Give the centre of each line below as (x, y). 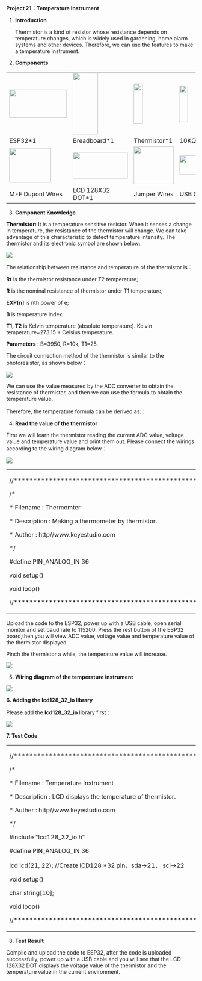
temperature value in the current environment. (63, 971)
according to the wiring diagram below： (57, 448)
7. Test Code (22, 735)
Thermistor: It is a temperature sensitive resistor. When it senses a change (99, 224)
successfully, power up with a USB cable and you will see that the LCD (94, 959)
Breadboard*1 (93, 141)
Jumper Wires (154, 194)
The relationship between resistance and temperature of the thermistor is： (99, 267)
